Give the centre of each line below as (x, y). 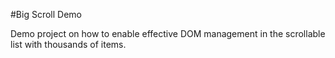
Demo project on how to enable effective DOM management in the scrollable (168, 33)
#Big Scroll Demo (46, 14)
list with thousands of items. (68, 44)
